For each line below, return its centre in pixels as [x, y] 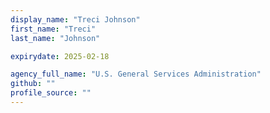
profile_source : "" [51, 93]
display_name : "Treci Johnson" [75, 19]
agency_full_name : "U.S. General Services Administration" [136, 74]
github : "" [33, 84]
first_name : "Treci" [53, 29]
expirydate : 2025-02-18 [60, 56]
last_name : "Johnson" [55, 38]
